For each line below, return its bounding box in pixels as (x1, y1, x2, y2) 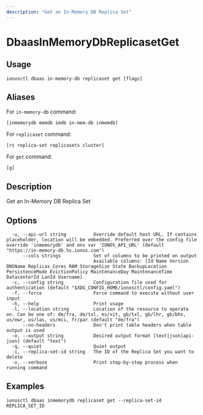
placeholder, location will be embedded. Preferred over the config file (6, 237, 198, 243)
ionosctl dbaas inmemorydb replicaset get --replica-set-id (6, 397, 162, 403)
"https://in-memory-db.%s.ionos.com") (6, 247, 105, 254)
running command (6, 365, 47, 371)
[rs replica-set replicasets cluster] (6, 143, 105, 149)
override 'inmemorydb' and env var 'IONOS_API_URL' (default (6, 242, 165, 249)
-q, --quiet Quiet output (12, 344, 126, 350)
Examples (6, 381, 44, 392)
